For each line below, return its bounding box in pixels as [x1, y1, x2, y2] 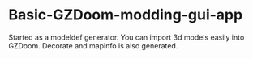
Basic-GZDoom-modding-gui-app [8, 6, 243, 24]
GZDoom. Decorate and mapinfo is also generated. [8, 40, 178, 50]
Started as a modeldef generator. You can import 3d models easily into [8, 32, 245, 42]
